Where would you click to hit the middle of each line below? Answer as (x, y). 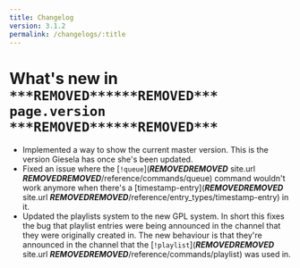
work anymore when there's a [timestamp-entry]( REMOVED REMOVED (153, 188)
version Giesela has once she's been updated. (107, 159)
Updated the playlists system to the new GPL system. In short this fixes (153, 216)
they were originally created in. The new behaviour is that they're (142, 235)
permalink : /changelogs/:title (68, 34)
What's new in (64, 78)
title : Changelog (42, 17)
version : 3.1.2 (38, 26)
